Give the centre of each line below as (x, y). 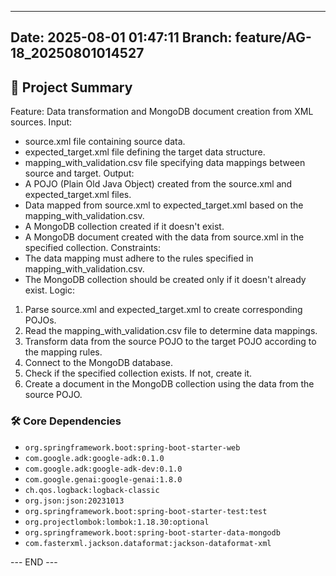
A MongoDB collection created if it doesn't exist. (124, 227)
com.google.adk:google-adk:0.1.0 (94, 458)
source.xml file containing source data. (105, 142)
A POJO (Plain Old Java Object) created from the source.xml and (158, 184)
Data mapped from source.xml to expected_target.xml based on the (164, 205)
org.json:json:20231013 (74, 501)
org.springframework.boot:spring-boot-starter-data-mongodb (152, 532)
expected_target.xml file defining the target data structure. (145, 152)
